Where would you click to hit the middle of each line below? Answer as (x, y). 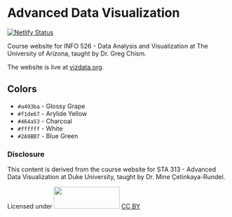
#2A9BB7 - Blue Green (48, 136)
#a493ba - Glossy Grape (51, 106)
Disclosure (26, 154)
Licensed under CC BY (74, 206)
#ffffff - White (40, 129)
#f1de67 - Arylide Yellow (52, 113)
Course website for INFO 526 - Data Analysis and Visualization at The (108, 46)
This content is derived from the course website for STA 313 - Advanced (112, 169)
